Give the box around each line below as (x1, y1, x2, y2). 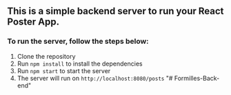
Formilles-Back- (174, 74, 220, 82)
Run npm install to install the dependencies (17, 59, 143, 68)
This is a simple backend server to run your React (7, 5, 224, 17)
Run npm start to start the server (17, 66, 111, 74)
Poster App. (7, 16, 60, 28)
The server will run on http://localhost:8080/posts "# (17, 74, 173, 82)
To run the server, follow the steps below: (7, 37, 150, 46)
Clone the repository (17, 52, 76, 60)
